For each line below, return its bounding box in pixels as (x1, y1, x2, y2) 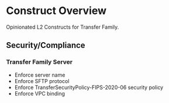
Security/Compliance (6, 40, 86, 50)
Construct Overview (6, 4, 107, 18)
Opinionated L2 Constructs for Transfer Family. (6, 23, 119, 30)
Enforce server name (14, 71, 65, 78)
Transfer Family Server (6, 58, 73, 66)
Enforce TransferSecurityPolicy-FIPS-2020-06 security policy (14, 84, 164, 91)
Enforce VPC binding (14, 90, 65, 97)
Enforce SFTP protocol (14, 77, 70, 84)
